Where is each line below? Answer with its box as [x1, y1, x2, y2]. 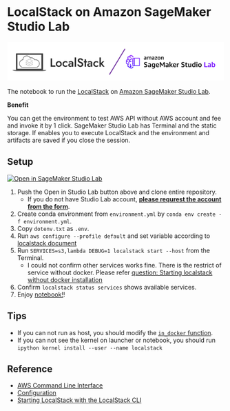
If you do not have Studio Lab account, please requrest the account [27, 194, 222, 203]
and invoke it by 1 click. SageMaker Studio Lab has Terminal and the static [7, 121, 217, 130]
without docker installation [27, 275, 103, 283]
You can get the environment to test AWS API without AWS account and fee [7, 114, 222, 122]
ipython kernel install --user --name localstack [17, 344, 163, 352]
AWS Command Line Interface [17, 381, 103, 390]
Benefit [7, 101, 29, 109]
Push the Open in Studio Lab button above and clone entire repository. [17, 188, 217, 196]
